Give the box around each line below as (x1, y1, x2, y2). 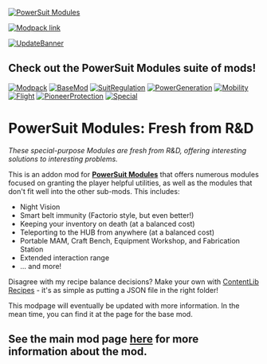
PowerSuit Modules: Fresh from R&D (8, 120, 254, 137)
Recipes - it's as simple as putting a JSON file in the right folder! (8, 285, 219, 295)
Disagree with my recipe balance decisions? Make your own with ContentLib (8, 276, 259, 287)
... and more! (19, 261, 62, 271)
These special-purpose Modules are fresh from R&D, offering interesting (8, 145, 247, 155)
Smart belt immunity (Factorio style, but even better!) (19, 210, 194, 220)
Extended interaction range (19, 252, 110, 263)
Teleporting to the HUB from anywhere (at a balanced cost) (19, 227, 215, 237)
